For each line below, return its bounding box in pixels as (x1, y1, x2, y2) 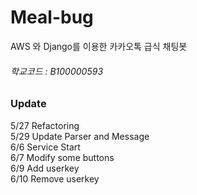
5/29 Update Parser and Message (10, 130, 150, 142)
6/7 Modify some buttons (10, 151, 115, 163)
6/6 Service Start (10, 141, 81, 153)
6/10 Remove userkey (10, 172, 100, 185)
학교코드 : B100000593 (10, 65, 104, 77)
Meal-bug (10, 6, 94, 29)
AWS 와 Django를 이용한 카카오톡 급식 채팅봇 (10, 40, 188, 52)
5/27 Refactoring (10, 119, 80, 131)
